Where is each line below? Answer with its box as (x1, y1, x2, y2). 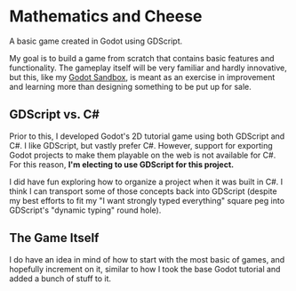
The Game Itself (9, 230, 100, 246)
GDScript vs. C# (9, 107, 100, 122)
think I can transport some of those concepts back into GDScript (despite (9, 185, 277, 197)
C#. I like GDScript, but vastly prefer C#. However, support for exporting (9, 140, 273, 150)
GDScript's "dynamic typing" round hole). (9, 205, 162, 215)
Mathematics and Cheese (9, 6, 203, 27)
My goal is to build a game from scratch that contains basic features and (9, 53, 275, 63)
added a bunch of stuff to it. (9, 273, 112, 284)
